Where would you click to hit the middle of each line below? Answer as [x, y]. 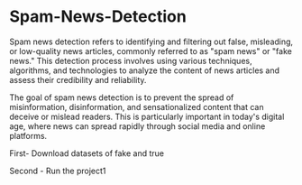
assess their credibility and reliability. [78, 79]
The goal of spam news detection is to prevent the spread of [122, 97]
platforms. [28, 135]
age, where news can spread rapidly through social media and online [137, 126]
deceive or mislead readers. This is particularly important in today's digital [147, 116]
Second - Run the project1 [58, 171]
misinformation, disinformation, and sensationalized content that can [137, 106]
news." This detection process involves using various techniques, [131, 60]
